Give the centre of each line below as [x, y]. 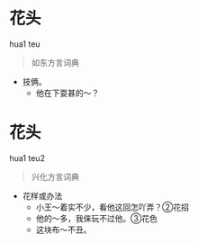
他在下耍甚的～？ [67, 93]
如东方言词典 [55, 62]
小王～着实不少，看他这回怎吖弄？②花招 [112, 207]
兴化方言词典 [55, 176]
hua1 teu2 [27, 157]
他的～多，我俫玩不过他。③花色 [97, 218]
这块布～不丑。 [63, 229]
